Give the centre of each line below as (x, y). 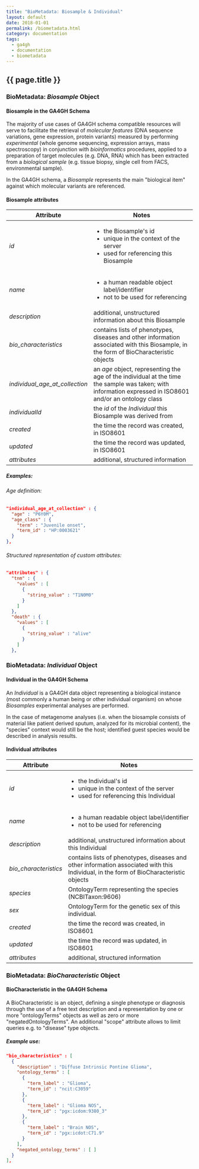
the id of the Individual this (130, 408)
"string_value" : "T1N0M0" (61, 595)
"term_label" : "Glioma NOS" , (65, 1105)
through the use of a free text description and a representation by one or (95, 1009)
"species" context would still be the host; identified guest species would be (98, 729)
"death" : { (26, 617)
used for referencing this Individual (126, 796)
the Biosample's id (129, 231)
